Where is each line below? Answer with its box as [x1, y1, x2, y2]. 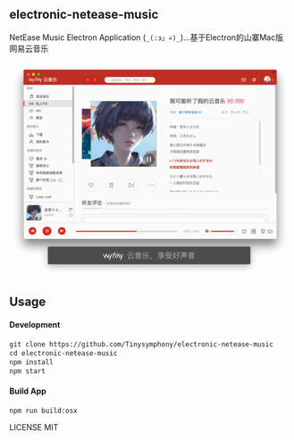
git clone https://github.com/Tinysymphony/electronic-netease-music [9, 340, 274, 349]
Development [9, 319, 61, 329]
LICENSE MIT [9, 422, 59, 433]
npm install [9, 358, 54, 367]
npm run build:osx [9, 406, 78, 416]
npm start [9, 367, 46, 376]
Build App [9, 386, 46, 396]
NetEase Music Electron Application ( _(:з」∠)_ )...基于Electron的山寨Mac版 [9, 31, 284, 43]
